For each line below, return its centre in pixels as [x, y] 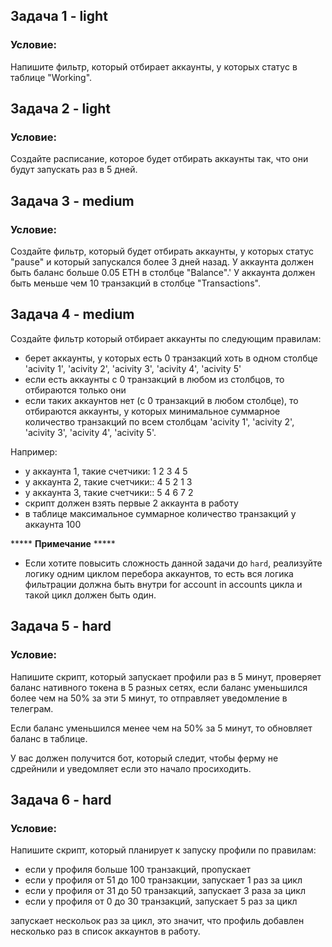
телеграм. [32, 708]
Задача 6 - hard [61, 799]
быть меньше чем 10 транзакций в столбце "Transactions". [135, 283]
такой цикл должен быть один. [90, 595]
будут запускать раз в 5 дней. [74, 170]
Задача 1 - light [59, 16]
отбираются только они [75, 390]
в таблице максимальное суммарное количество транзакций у [160, 513]
